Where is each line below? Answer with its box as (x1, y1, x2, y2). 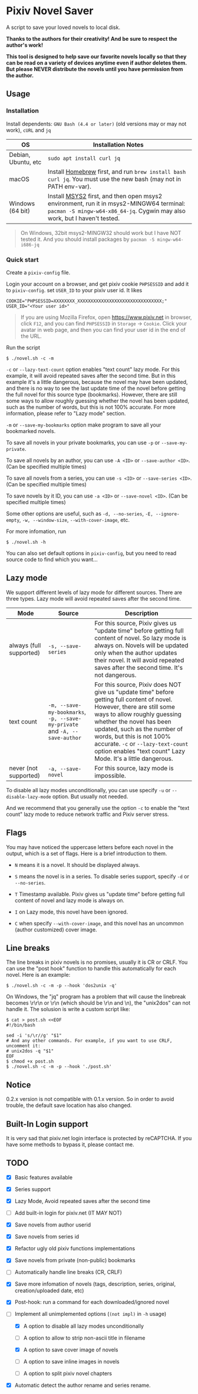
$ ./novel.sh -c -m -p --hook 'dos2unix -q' (6, 983, 117, 989)
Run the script (6, 344, 40, 351)
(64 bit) (9, 206, 31, 215)
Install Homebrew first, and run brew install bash (48, 167, 186, 176)
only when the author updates (94, 648, 177, 657)
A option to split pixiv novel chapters (23, 1370, 113, 1377)
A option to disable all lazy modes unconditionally (23, 1322, 144, 1330)
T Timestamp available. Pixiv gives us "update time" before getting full (14, 890, 185, 898)
